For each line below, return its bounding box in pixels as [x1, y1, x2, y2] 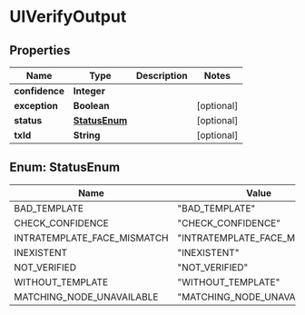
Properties [9, 43, 71, 58]
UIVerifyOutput [9, 6, 127, 27]
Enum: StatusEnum [9, 160, 121, 175]
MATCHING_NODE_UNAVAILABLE [14, 290, 159, 303]
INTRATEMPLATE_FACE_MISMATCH [14, 231, 169, 244]
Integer [73, 84, 106, 97]
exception [14, 100, 59, 112]
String [73, 129, 101, 142]
